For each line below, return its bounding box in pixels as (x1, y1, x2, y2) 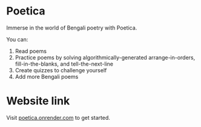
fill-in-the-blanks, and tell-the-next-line (15, 60, 114, 67)
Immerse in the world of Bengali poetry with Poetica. (6, 24, 137, 31)
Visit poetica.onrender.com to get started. (6, 114, 111, 121)
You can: (6, 36, 28, 43)
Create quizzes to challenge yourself (15, 66, 107, 73)
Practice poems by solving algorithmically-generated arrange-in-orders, (15, 54, 196, 61)
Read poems (15, 47, 47, 55)
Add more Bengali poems (15, 73, 79, 80)
